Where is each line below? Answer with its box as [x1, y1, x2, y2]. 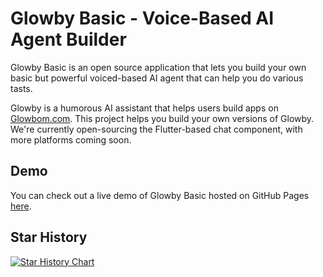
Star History [10, 229, 88, 246]
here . [10, 200, 32, 212]
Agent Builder [10, 28, 127, 51]
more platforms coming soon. [10, 133, 132, 146]
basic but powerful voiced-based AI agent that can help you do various [10, 72, 304, 84]
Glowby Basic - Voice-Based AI [10, 7, 275, 30]
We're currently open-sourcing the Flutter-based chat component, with [10, 123, 303, 135]
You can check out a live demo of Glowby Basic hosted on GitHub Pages [10, 189, 310, 201]
